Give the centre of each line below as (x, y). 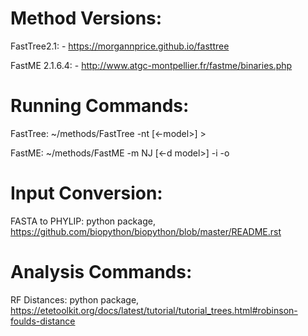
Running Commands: (100, 106)
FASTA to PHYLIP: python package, (83, 221)
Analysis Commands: (101, 272)
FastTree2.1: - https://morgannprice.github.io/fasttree (120, 46)
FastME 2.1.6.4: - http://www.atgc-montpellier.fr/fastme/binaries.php (151, 65)
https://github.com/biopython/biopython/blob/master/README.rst (146, 231)
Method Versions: (86, 18)
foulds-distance (43, 321)
